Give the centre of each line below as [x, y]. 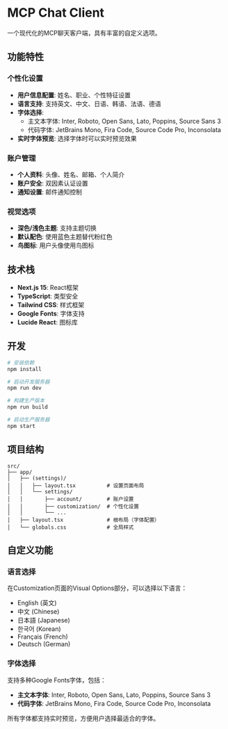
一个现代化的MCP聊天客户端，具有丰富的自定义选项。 [84, 33]
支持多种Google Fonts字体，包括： [57, 680]
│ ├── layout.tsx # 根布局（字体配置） [83, 520]
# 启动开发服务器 [28, 382]
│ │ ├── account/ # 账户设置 [71, 499]
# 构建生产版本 [26, 401]
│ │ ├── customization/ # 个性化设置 [73, 506]
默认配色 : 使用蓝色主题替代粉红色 [65, 237]
